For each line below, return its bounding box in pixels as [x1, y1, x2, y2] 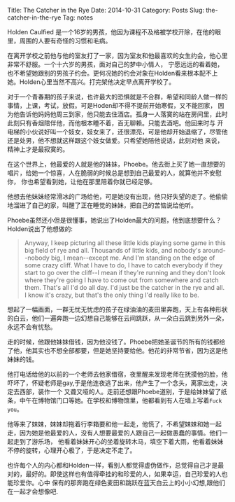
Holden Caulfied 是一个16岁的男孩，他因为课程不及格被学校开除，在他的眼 [7, 28, 222, 36]
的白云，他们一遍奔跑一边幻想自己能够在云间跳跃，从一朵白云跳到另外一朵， [7, 314, 228, 322]
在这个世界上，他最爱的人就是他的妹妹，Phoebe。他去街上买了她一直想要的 [7, 160, 226, 168]
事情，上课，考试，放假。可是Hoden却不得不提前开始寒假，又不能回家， [7, 102, 217, 109]
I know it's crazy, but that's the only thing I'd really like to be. [24, 291, 199, 299]
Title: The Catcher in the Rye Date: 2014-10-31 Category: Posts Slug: [7, 6, 205, 14]
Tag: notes [62, 13, 93, 22]
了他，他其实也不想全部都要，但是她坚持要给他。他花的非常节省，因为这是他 [7, 347, 228, 354]
